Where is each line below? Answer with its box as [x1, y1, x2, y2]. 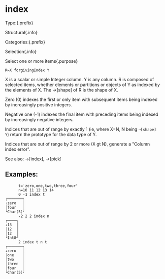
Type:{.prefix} [5, 20, 33, 26]
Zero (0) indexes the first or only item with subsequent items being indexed [5, 96, 158, 102]
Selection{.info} [5, 48, 37, 54]
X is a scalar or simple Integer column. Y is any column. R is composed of [5, 76, 154, 82]
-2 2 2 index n [18, 214, 50, 219]
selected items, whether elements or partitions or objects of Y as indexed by [5, 82, 160, 88]
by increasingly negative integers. [5, 116, 74, 122]
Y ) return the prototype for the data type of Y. [5, 131, 97, 137]
